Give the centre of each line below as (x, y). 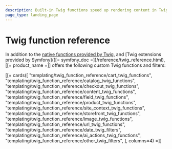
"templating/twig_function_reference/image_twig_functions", (69, 119)
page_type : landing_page (32, 15)
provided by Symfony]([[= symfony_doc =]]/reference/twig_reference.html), (85, 60)
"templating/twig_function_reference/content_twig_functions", (71, 92)
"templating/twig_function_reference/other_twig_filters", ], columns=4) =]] (84, 141)
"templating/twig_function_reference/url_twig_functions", (66, 124)
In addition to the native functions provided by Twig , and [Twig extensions (83, 54)
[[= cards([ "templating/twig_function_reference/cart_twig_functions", (79, 76)
